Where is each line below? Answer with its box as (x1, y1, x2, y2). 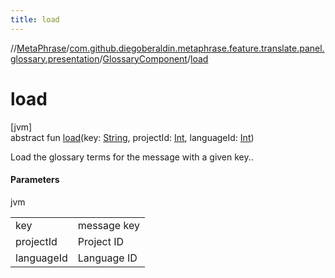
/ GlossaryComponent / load (99, 52, 209, 65)
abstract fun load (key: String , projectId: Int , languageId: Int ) (10, 131, 255, 143)
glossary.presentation (10, 52, 100, 65)
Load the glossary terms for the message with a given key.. (10, 151, 254, 163)
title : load (10, 14, 60, 25)
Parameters (10, 174, 60, 186)
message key (77, 218, 140, 232)
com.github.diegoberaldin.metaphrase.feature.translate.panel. (69, 42, 325, 54)
